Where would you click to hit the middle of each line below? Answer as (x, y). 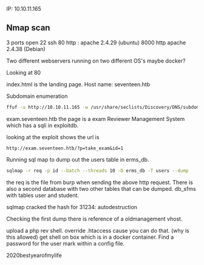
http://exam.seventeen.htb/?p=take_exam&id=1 (65, 148)
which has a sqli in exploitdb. (42, 125)
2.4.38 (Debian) (26, 49)
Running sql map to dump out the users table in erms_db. (78, 159)
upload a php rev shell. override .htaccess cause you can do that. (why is (98, 230)
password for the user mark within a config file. (66, 243)
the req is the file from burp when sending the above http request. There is (100, 182)
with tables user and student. (43, 195)
